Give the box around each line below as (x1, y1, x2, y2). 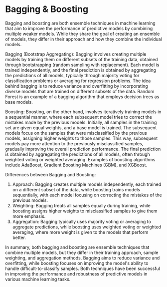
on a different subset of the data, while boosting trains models (12, 186, 141, 192)
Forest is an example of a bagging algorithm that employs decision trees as (5, 94, 160, 100)
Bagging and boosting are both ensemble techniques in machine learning (5, 20, 156, 26)
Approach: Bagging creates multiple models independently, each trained (12, 181, 162, 187)
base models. (5, 99, 33, 105)
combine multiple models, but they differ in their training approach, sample (5, 249, 159, 255)
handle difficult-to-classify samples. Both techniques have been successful (5, 265, 161, 271)
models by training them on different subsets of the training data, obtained (5, 56, 158, 62)
